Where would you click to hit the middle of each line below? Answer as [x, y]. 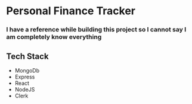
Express [25, 77]
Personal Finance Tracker [71, 11]
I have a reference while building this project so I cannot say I [96, 30]
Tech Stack [27, 56]
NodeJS [25, 89]
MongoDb [27, 70]
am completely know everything [54, 37]
